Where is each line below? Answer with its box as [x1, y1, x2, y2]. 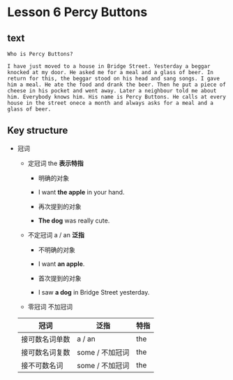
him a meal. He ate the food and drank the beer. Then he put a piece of [7, 81, 227, 88]
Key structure [7, 125, 68, 136]
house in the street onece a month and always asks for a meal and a [7, 99, 214, 106]
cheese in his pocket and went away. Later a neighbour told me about [7, 87, 217, 94]
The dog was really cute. [38, 216, 110, 225]
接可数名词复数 [20, 347, 70, 357]
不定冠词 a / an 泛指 [27, 230, 85, 239]
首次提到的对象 [38, 274, 82, 282]
